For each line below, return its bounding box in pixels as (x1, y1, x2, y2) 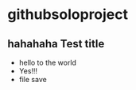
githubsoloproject (7, 6, 129, 24)
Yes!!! (18, 66, 37, 76)
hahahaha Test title (7, 37, 105, 51)
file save (18, 75, 47, 84)
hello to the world (18, 58, 77, 67)
